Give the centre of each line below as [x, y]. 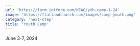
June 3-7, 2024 [21, 38]
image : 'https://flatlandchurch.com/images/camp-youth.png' [71, 15]
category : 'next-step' [29, 19]
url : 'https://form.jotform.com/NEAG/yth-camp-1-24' [63, 10]
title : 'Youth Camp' [27, 24]
